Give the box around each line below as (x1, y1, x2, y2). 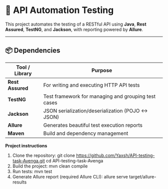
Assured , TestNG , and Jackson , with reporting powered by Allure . (5, 26, 143, 32)
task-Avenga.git (12, 157, 45, 163)
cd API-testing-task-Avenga (45, 157, 103, 163)
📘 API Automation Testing (5, 5, 114, 16)
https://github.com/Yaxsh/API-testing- (75, 152, 155, 158)
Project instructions (5, 142, 47, 148)
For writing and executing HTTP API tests (43, 81, 140, 88)
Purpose (91, 67, 112, 74)
